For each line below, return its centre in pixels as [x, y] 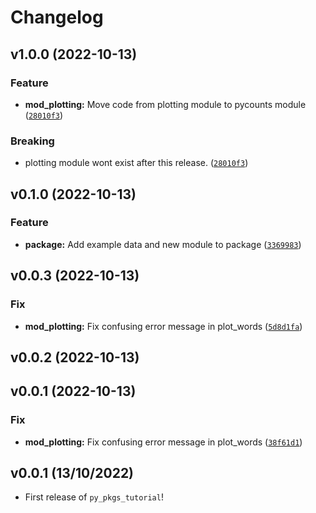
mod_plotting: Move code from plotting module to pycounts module [165, 104]
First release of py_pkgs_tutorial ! [94, 497]
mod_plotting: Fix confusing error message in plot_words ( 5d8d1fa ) [163, 326]
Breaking [32, 141]
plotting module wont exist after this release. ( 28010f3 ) [136, 163]
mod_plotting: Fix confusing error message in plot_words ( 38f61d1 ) [163, 442]
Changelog [57, 17]
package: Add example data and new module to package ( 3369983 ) [163, 244]
